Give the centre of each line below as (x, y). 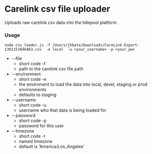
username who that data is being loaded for (62, 110)
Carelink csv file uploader (57, 9)
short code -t (32, 136)
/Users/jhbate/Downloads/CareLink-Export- (96, 45)
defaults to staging (38, 95)
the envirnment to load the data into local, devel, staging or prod (83, 84)
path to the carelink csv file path (51, 69)
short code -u (33, 105)
